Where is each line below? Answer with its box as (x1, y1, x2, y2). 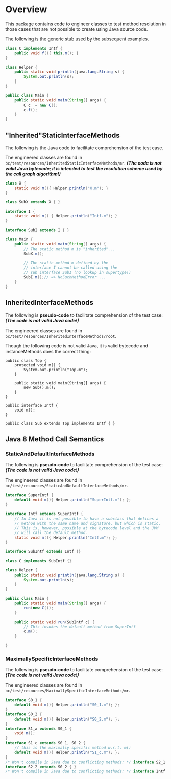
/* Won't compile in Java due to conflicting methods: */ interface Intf (5, 769, 166, 774)
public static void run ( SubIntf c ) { (14, 619, 95, 625)
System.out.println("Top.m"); (23, 367, 88, 372)
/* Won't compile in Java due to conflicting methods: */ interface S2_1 (5, 760, 166, 765)
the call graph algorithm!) (5, 171, 61, 177)
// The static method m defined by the (23, 260, 109, 265)
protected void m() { (14, 362, 60, 367)
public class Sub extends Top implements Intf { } (5, 421, 115, 426)
